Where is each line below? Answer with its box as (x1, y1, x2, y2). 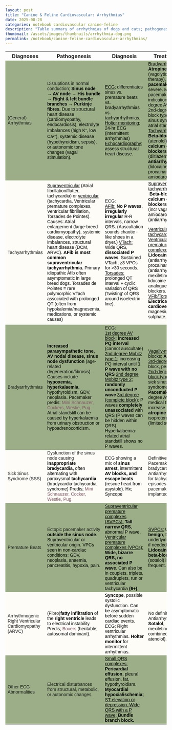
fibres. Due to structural (47, 106, 95, 112)
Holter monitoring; (104, 120, 141, 126)
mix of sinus (104, 461, 131, 466)
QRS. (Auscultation (104, 224, 143, 229)
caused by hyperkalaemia (47, 415, 98, 421)
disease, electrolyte (47, 234, 86, 240)
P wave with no (104, 366, 137, 372)
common (47, 254, 67, 260)
